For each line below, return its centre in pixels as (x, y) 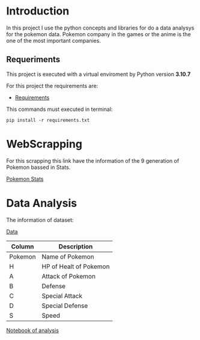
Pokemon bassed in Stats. (38, 167)
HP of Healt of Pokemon (76, 266)
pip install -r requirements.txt (48, 120)
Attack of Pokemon (69, 276)
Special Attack (62, 295)
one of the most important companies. (53, 40)
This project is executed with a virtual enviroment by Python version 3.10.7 (98, 74)
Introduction (38, 11)
